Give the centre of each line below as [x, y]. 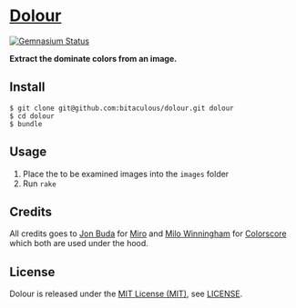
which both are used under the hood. [79, 243]
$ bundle [26, 124]
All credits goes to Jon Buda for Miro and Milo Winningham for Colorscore [148, 233]
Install [27, 87]
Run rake [39, 184]
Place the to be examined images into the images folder [126, 174]
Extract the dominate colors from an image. [93, 58]
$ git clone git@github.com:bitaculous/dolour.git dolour [122, 108]
